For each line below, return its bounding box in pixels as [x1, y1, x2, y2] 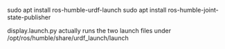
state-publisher [7, 13, 51, 21]
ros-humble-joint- [168, 6, 219, 14]
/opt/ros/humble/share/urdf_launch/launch [7, 34, 129, 42]
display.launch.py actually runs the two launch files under [7, 27, 172, 35]
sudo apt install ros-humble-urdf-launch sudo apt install [7, 6, 167, 14]
